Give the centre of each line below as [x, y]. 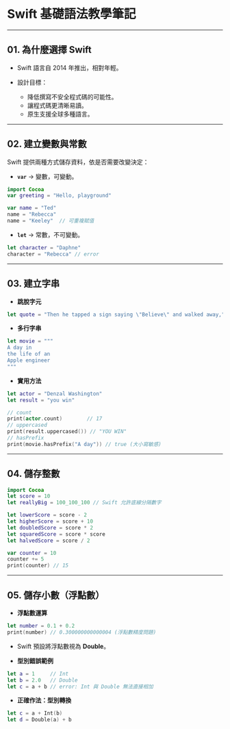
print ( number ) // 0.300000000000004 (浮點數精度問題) [82, 632]
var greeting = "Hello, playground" [59, 196]
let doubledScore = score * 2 [50, 528]
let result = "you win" [41, 400]
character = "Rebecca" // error [53, 254]
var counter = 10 [32, 553]
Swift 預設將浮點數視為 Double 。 [63, 646]
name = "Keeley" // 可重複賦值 [51, 221]
